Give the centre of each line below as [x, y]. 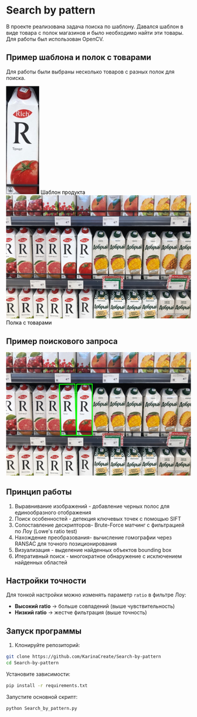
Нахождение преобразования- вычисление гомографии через [93, 537]
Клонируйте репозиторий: [47, 645]
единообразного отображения [53, 512]
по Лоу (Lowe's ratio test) [46, 531]
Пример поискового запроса [62, 341]
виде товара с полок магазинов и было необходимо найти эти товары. [95, 32]
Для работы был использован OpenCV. [55, 39]
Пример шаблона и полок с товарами [79, 57]
